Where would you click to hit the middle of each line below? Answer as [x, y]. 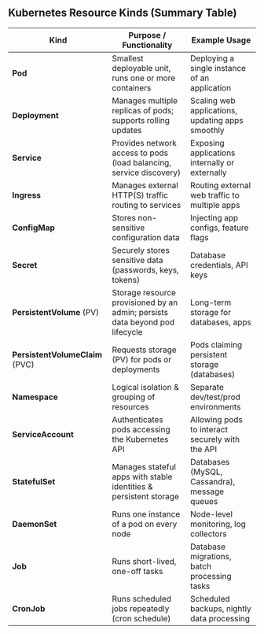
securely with [215, 439]
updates [127, 130]
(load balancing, [141, 162]
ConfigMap [33, 228]
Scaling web [213, 100]
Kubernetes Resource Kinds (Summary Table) [123, 13]
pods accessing [141, 429]
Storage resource [144, 292]
